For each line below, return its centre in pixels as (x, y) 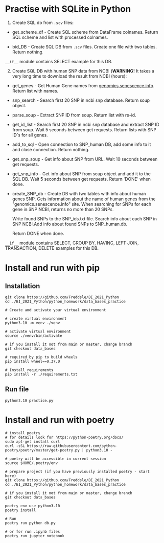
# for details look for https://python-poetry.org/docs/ (64, 437)
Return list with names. (35, 91)
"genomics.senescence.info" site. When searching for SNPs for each (82, 204)
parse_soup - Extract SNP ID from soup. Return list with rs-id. (74, 115)
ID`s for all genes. (30, 135)
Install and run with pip (52, 268)
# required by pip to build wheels (41, 357)
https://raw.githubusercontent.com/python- (72, 446)
